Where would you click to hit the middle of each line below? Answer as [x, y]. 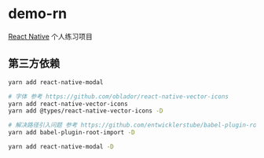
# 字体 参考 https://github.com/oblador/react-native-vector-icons [119, 96]
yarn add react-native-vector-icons [68, 104]
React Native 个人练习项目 [50, 36]
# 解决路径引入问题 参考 [43, 125]
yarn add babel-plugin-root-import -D [71, 133]
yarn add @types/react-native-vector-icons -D [86, 111]
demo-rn [38, 14]
